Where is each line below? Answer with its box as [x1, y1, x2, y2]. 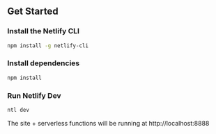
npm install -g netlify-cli [7, 42, 89, 49]
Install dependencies [7, 58, 80, 68]
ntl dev [7, 107, 30, 114]
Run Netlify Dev [7, 90, 61, 100]
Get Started [7, 6, 59, 17]
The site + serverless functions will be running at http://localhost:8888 [7, 119, 210, 127]
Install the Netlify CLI [7, 26, 80, 36]
